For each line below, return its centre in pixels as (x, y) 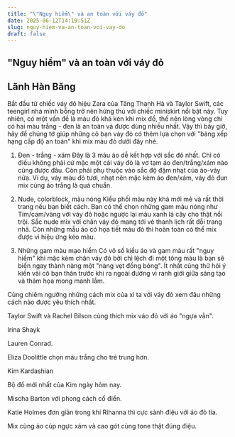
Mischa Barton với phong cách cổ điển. (65, 399)
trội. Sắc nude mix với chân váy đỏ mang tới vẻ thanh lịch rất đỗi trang (120, 222)
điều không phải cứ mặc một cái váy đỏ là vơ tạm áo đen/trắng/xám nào (123, 163)
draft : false (27, 34)
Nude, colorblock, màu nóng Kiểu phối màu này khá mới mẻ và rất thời (120, 199)
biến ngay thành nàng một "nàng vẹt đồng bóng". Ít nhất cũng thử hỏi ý (122, 266)
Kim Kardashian (31, 371)
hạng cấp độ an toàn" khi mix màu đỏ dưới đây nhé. (83, 141)
